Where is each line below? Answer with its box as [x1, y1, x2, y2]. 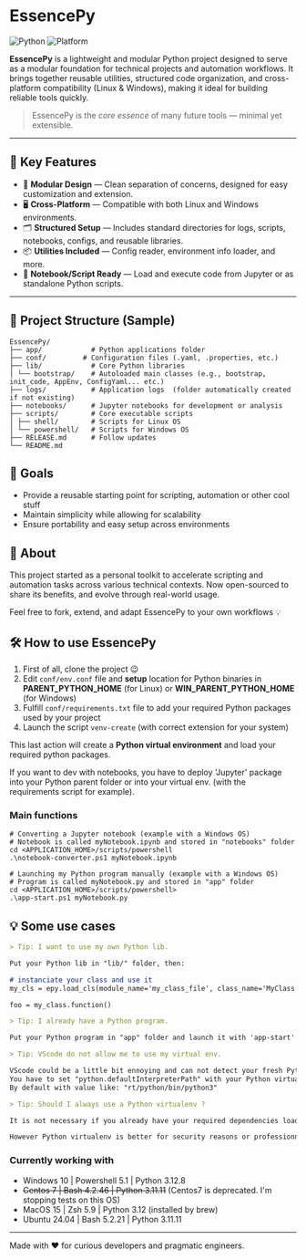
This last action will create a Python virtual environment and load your [9, 740, 276, 750]
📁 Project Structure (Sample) [9, 313, 176, 328]
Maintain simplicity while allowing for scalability [22, 509, 202, 520]
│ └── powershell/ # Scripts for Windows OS [9, 425, 189, 434]
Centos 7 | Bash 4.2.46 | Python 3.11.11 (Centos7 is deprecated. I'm [22, 1184, 272, 1195]
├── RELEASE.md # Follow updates [9, 432, 157, 443]
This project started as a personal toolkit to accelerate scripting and [9, 569, 264, 580]
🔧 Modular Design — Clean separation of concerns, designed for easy [22, 179, 289, 190]
